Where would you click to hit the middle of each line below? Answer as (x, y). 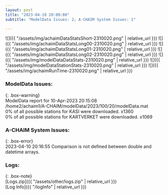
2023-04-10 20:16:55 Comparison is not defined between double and (78, 146)
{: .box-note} (19, 176)
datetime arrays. (22, 152)
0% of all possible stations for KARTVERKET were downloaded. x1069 (79, 117)
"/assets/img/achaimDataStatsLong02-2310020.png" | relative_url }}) (85, 54)
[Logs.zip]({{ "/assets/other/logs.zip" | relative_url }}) (61, 182)
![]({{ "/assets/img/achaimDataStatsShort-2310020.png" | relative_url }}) (81, 38)
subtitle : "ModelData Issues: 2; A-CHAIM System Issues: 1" (71, 19)
